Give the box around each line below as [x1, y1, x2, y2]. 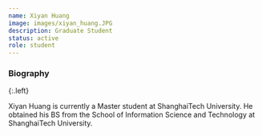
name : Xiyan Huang [8, 11, 70, 20]
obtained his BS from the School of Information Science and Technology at [8, 110, 256, 120]
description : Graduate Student [8, 26, 113, 34]
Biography [8, 68, 50, 79]
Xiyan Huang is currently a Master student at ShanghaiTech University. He [8, 102, 253, 111]
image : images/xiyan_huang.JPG [8, 19, 113, 27]
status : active [8, 34, 59, 42]
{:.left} [8, 86, 30, 96]
